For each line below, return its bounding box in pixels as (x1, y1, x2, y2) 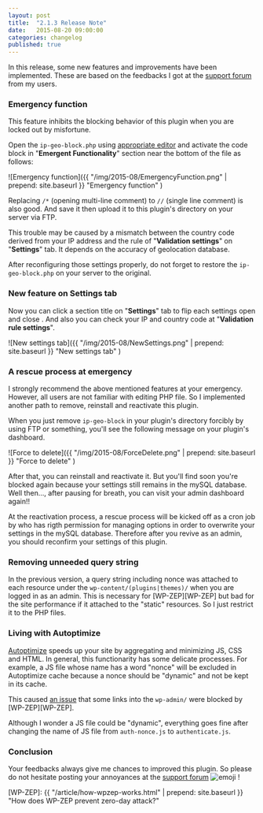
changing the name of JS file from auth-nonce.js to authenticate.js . (8, 726, 232, 736)
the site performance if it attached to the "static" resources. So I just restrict (8, 600, 254, 609)
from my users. (8, 80, 57, 89)
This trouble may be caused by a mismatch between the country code (8, 228, 236, 237)
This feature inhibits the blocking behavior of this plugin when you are (8, 117, 234, 126)
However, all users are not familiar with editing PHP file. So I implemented (8, 392, 246, 402)
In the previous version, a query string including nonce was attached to (8, 574, 239, 584)
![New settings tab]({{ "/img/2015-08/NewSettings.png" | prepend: (8, 338, 225, 347)
